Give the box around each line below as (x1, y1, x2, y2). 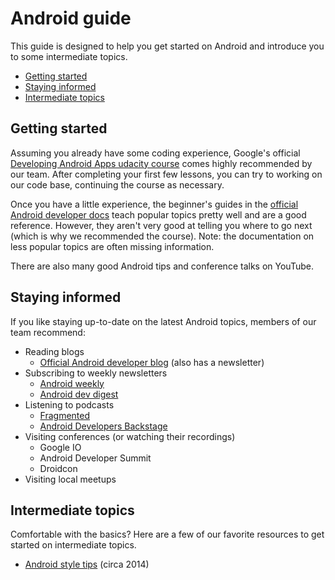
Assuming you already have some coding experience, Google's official (10, 147, 301, 159)
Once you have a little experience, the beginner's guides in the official (10, 198, 299, 210)
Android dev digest (39, 388, 119, 400)
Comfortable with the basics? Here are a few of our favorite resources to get (10, 528, 325, 541)
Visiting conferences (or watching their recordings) (24, 430, 236, 442)
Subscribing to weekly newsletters (24, 367, 168, 379)
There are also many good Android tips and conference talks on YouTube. (10, 260, 314, 272)
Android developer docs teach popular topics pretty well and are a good (10, 208, 307, 221)
